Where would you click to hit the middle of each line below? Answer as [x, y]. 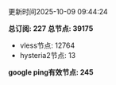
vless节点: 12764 [47, 45]
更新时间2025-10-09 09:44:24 [58, 12]
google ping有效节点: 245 [51, 72]
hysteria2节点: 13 [48, 55]
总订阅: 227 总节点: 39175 [51, 29]
